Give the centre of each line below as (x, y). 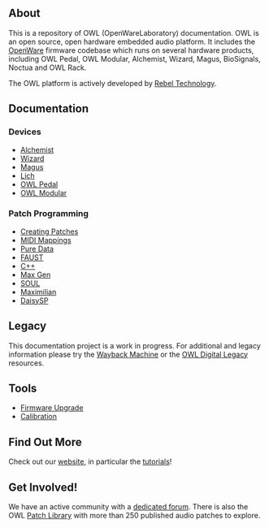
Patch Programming (49, 214)
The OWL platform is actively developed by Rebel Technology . (113, 83)
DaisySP (34, 301)
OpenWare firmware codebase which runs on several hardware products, (131, 50)
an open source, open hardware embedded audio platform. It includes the (132, 41)
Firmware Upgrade (52, 408)
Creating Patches (49, 232)
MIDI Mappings (46, 240)
